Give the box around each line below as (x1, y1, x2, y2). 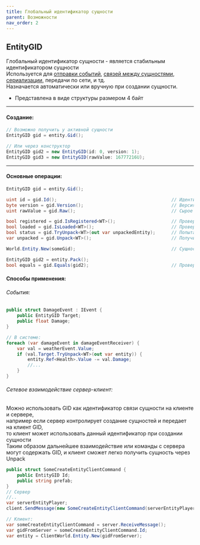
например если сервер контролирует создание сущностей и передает (6, 418, 187, 425)
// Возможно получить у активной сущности (6, 127, 113, 133)
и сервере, (6, 411, 34, 418)
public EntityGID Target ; (17, 313, 82, 319)
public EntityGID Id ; (17, 472, 70, 478)
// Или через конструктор (6, 144, 70, 150)
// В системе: (6, 334, 42, 340)
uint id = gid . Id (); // (6, 197, 177, 203)
